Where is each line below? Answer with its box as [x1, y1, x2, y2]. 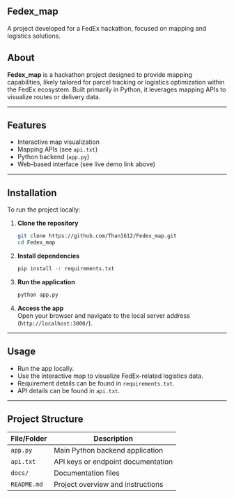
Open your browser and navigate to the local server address [17, 311, 190, 320]
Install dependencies [17, 251, 80, 260]
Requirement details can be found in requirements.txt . [17, 379, 175, 387]
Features [7, 119, 47, 131]
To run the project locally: [7, 205, 81, 214]
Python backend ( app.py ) [17, 153, 90, 161]
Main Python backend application [54, 446, 164, 455]
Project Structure [7, 413, 84, 425]
